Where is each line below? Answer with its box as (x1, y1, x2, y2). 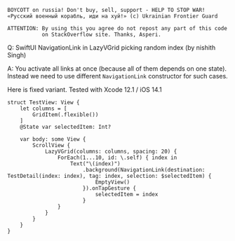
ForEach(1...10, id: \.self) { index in (57, 154, 177, 161)
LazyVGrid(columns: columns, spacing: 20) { (44, 148, 177, 155)
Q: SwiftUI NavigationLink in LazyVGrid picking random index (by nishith (7, 43, 216, 52)
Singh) (7, 51, 27, 59)
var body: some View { (20, 136, 86, 143)
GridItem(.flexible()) (32, 111, 99, 118)
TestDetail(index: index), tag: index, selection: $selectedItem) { (7, 172, 212, 179)
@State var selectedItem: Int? (20, 123, 112, 130)
